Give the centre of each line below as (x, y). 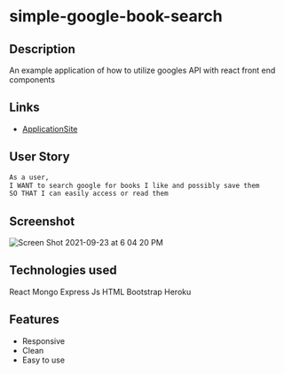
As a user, (29, 177)
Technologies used (63, 271)
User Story (39, 157)
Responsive (43, 341)
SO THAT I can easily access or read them (89, 194)
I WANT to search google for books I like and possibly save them (134, 185)
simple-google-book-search (116, 16)
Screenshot (42, 221)
